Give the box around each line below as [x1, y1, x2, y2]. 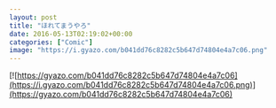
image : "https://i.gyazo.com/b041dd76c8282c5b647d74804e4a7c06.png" [9, 46, 268, 55]
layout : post [9, 12, 58, 22]
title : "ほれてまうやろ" [9, 21, 91, 30]
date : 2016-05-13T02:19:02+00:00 [9, 29, 133, 38]
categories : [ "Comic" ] [9, 37, 93, 47]
